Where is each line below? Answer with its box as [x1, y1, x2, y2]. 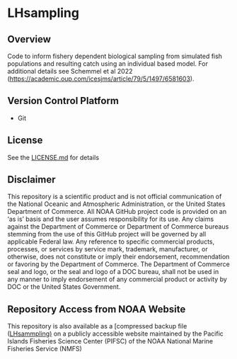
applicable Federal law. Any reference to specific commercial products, [7, 237, 215, 246]
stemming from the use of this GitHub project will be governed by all [7, 230, 207, 239]
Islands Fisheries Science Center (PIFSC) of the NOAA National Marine [7, 337, 214, 346]
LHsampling [7, 5, 80, 21]
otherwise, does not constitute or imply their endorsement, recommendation [7, 253, 230, 261]
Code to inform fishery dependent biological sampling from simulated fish [7, 52, 223, 60]
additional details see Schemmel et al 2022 [7, 67, 133, 75]
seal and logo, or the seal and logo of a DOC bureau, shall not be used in [7, 268, 219, 276]
